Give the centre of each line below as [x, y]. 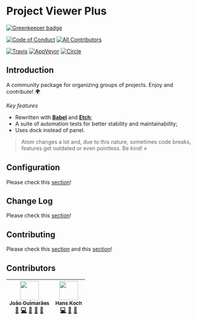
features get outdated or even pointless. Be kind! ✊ [84, 148]
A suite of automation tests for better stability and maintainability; [96, 123]
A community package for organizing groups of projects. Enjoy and [90, 85]
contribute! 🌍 [23, 91]
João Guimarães [29, 303]
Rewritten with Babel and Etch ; [53, 117]
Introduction [30, 70]
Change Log [30, 201]
